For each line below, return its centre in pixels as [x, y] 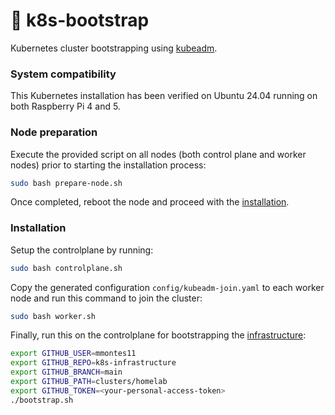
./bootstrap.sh [42, 400]
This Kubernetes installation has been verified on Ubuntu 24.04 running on [164, 96]
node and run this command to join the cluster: [106, 298]
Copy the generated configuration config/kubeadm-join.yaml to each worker [167, 287]
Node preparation [54, 132]
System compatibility [63, 74]
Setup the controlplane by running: [82, 250]
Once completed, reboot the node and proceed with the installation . [150, 202]
